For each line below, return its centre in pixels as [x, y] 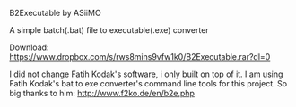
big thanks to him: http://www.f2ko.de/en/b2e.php [102, 93]
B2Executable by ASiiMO [55, 13]
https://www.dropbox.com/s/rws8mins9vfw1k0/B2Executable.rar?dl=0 [140, 57]
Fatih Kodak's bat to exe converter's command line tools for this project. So [148, 83]
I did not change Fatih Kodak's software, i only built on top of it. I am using [146, 74]
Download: [29, 47]
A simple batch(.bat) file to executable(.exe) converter [109, 30]
